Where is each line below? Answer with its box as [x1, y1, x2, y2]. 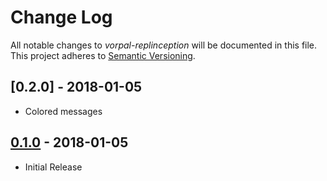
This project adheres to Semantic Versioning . [10, 49, 196, 61]
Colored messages [24, 105, 103, 117]
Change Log [10, 6, 113, 29]
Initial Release [24, 161, 83, 173]
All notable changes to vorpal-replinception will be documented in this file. [10, 39, 318, 51]
